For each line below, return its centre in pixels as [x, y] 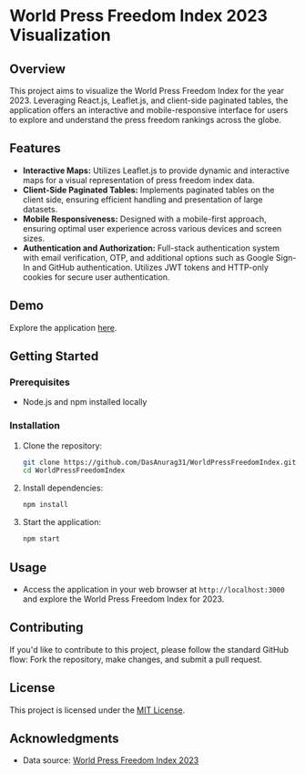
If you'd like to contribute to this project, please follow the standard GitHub [149, 649]
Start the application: [62, 522]
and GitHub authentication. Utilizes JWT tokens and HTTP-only [150, 267]
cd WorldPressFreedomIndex [74, 470]
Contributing [46, 628]
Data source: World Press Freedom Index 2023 [111, 760]
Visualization [60, 35]
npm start [41, 539]
